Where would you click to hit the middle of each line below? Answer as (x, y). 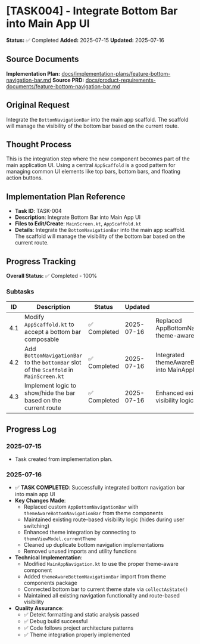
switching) (36, 526)
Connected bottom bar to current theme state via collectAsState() (106, 589)
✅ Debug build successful (56, 621)
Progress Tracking (41, 261)
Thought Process (39, 144)
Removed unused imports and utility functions (80, 551)
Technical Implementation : (49, 558)
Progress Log (31, 429)
